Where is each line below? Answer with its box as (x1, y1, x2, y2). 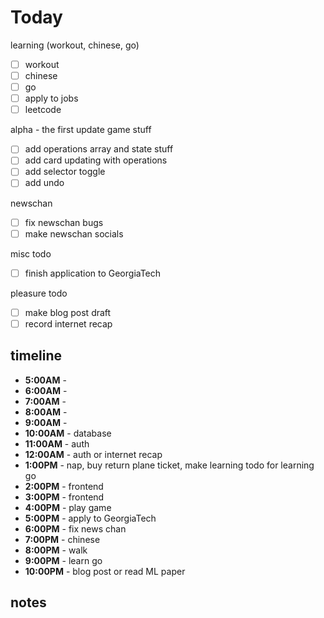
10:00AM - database (24, 427, 112, 439)
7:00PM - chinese (24, 533, 101, 545)
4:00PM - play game (24, 501, 112, 513)
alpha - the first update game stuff (10, 124, 152, 136)
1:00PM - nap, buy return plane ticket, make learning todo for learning (24, 459, 315, 471)
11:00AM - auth (24, 437, 90, 450)
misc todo (10, 247, 52, 260)
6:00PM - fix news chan (24, 522, 127, 535)
